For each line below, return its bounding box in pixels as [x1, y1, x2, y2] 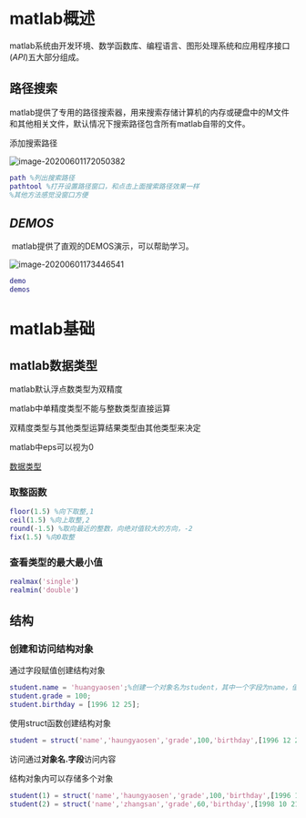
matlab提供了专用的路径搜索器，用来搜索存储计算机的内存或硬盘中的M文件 [9, 107, 290, 118]
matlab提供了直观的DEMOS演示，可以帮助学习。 [11, 240, 194, 251]
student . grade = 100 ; [9, 691, 92, 701]
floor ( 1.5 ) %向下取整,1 [9, 507, 94, 516]
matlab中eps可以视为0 [9, 441, 94, 452]
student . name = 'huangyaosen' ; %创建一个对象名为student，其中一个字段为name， [9, 683, 292, 692]
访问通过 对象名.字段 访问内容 [9, 753, 117, 764]
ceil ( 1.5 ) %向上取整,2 [9, 516, 90, 525]
